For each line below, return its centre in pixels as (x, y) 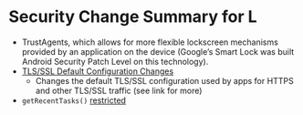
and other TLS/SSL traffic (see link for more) (119, 90)
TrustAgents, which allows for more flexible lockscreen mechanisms (150, 42)
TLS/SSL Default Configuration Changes (98, 71)
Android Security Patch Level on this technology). (115, 61)
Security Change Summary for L (133, 17)
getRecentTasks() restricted (74, 100)
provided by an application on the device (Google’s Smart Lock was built (158, 51)
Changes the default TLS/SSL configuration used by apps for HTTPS (164, 80)
